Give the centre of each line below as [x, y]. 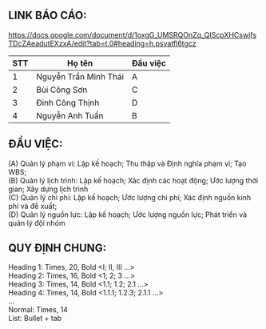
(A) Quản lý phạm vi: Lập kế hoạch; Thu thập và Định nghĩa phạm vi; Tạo [127, 163]
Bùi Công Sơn [62, 90]
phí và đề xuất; [33, 206]
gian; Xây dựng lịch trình [48, 189]
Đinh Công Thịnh [67, 102]
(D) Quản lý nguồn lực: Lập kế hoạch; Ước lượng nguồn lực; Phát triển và [128, 215]
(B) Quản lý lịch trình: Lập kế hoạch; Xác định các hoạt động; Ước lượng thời [133, 180]
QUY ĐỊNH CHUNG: [57, 249]
